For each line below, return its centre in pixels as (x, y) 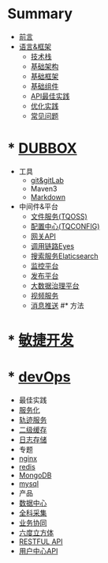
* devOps (39, 377)
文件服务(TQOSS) (59, 216)
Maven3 (44, 188)
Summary (40, 14)
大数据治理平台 (55, 285)
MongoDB (35, 475)
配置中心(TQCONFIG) (65, 226)
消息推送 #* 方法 (57, 305)
